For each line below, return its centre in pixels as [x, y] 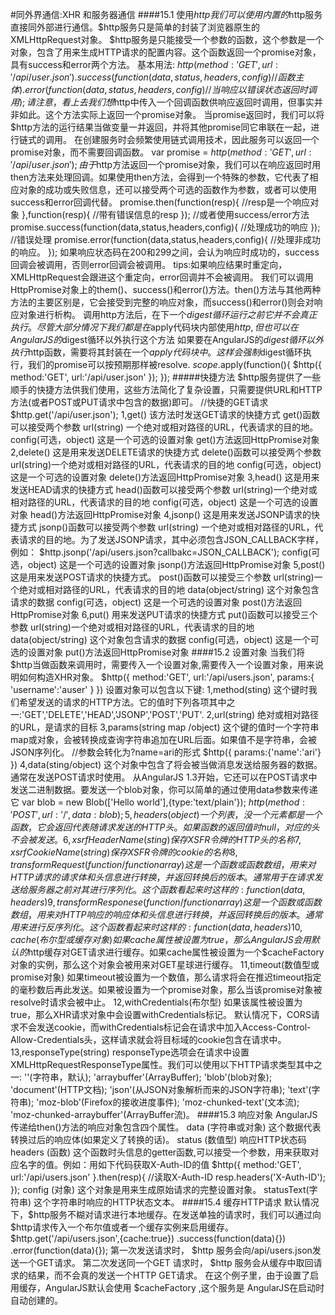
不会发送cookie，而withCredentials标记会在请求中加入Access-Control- [165, 1027]
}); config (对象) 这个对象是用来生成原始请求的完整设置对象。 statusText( [160, 1189]
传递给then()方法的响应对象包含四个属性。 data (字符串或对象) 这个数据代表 [166, 1127]
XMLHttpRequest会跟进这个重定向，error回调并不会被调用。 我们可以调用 [162, 277]
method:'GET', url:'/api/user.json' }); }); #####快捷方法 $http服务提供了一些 [166, 377]
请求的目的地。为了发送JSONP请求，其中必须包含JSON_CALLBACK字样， [171, 539]
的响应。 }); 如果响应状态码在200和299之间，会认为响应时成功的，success [165, 252]
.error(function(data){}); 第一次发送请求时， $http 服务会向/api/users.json [161, 1250]
